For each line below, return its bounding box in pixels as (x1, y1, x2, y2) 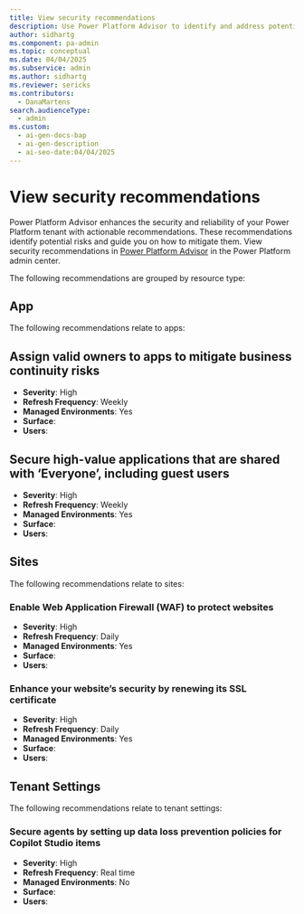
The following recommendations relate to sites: (9, 578, 185, 589)
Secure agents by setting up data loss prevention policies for (9, 825, 282, 838)
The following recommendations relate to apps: (9, 323, 185, 334)
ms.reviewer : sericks (9, 80, 91, 90)
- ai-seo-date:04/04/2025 (17, 147, 116, 156)
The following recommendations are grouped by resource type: (9, 272, 246, 283)
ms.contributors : (9, 89, 75, 98)
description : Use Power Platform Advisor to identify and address (9, 22, 265, 31)
